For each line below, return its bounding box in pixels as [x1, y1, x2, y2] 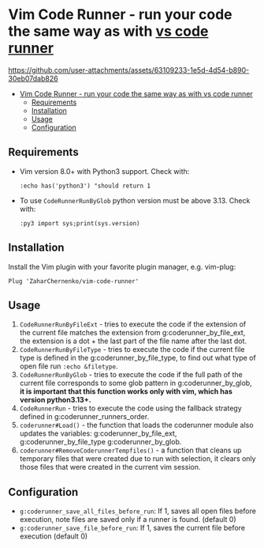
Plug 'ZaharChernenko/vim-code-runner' [8, 277, 139, 285]
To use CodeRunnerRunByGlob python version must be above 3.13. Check [19, 195, 251, 205]
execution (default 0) [19, 531, 88, 541]
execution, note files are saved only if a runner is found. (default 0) [19, 515, 236, 524]
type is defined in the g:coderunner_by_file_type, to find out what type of [19, 353, 256, 363]
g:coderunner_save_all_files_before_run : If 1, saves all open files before [19, 506, 256, 516]
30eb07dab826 [8, 74, 58, 83]
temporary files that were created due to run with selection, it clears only [19, 454, 256, 463]
